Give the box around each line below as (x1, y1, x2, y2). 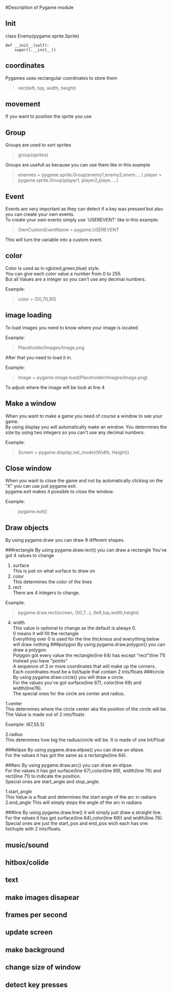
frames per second (5, 911, 68, 919)
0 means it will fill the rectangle (12, 631, 79, 637)
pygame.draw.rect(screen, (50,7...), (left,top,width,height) (17, 610, 140, 616)
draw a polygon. (12, 647, 47, 653)
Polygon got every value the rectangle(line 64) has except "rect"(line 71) (12, 652, 166, 658)
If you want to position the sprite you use (5, 113, 92, 120)
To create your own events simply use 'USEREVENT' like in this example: (5, 217, 159, 223)
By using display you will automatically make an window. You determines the (5, 424, 167, 430)
